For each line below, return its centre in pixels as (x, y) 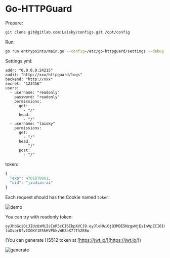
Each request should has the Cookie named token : (58, 197)
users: (12, 88)
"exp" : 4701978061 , (30, 178)
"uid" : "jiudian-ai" (31, 183)
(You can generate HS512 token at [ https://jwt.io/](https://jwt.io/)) (73, 240)
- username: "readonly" (35, 92)
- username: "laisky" (33, 123)
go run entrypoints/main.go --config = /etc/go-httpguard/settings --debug (85, 51)
